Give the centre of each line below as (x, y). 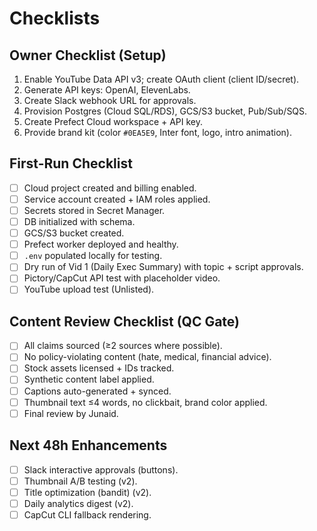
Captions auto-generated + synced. (97, 391)
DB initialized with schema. (79, 221)
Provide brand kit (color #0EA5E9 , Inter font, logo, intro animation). (157, 132)
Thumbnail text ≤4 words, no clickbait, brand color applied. (145, 402)
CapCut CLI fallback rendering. (87, 514)
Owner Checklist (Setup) (88, 55)
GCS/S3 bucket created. (74, 233)
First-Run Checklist (71, 163)
